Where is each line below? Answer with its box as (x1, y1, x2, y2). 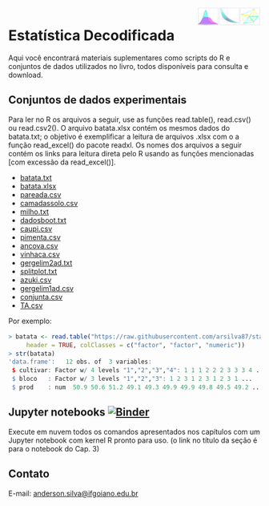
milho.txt (19, 207, 50, 217)
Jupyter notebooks (8, 406, 106, 419)
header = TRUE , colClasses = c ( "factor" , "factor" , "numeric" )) (26, 341, 246, 349)
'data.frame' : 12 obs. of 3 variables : (8, 358, 152, 366)
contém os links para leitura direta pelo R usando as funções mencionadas (8, 148, 255, 158)
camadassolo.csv (19, 198, 78, 208)
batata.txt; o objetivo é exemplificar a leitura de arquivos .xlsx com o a (8, 132, 240, 141)
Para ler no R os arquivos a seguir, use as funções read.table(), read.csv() (8, 115, 251, 124)
